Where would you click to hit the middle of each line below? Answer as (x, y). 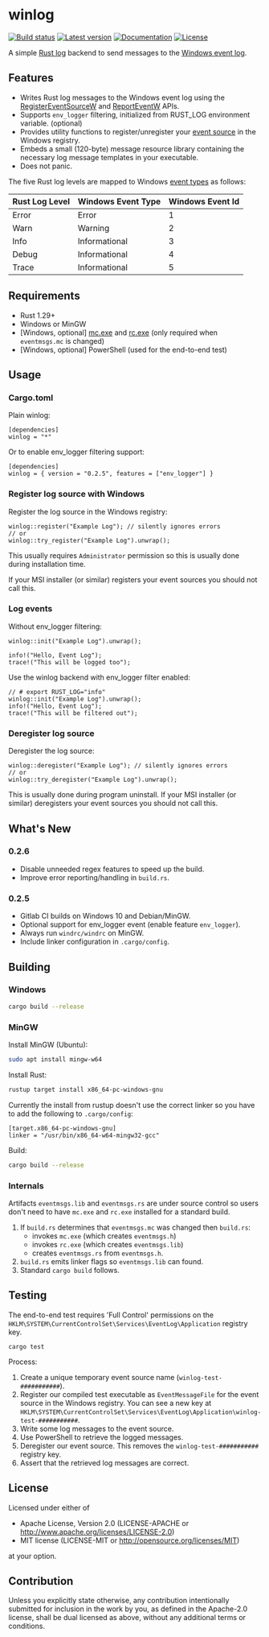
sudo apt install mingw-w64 (55, 1059)
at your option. (33, 1556)
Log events (31, 609)
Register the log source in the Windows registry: (88, 511)
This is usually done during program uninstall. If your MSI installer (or (122, 795)
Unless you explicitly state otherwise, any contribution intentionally (119, 1601)
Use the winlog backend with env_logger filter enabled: (99, 677)
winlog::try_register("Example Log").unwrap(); (90, 540)
